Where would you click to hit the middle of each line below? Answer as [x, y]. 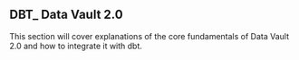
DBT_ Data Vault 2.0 [67, 15]
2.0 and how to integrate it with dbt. [76, 46]
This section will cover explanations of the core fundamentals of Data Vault [149, 36]
